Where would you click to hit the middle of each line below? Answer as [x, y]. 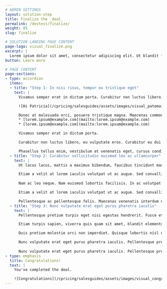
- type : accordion [24, 79]
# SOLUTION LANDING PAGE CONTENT [40, 42]
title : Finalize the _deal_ [34, 19]
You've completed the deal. [43, 270]
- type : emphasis [23, 256]
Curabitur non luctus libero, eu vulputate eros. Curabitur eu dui [90, 142]
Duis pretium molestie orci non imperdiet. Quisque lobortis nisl [88, 233]
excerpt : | [16, 51]
